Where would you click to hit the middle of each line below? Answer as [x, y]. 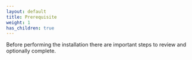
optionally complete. [31, 51]
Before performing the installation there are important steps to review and [96, 45]
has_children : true [30, 28]
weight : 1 [18, 22]
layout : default [26, 11]
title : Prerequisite [32, 17]
